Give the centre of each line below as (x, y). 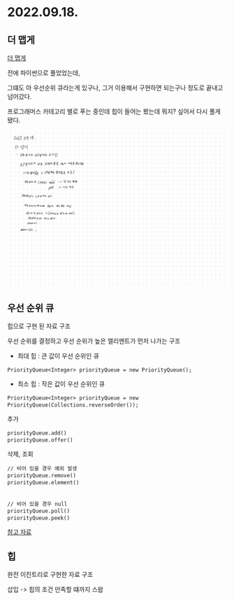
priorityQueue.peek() (39, 518)
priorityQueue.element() (43, 483)
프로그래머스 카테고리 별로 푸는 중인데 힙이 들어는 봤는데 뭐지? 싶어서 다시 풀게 (114, 111)
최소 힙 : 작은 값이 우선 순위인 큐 (61, 384)
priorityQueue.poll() (39, 511)
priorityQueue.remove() (42, 476)
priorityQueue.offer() (40, 440)
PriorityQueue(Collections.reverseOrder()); (73, 405)
